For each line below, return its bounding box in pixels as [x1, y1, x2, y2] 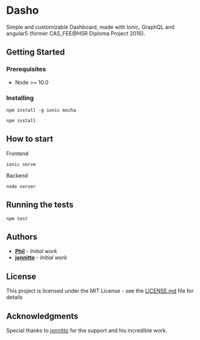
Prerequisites [6, 65, 46, 74]
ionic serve [6, 161, 36, 168]
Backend [6, 172, 28, 179]
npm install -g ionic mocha [6, 107, 77, 113]
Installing [6, 93, 34, 102]
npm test [6, 215, 28, 221]
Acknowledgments [6, 311, 79, 321]
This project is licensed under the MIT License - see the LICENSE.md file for [6, 287, 194, 295]
